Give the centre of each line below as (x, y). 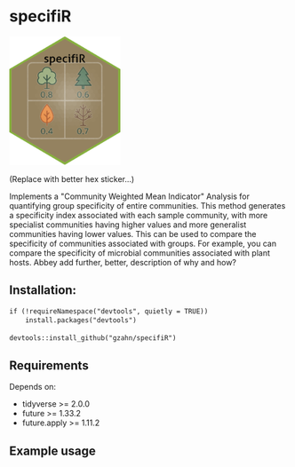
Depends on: (32, 387)
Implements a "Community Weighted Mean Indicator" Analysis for (130, 196)
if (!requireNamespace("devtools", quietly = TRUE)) (109, 312)
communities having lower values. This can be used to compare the (133, 233)
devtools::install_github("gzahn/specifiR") (93, 338)
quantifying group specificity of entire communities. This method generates (147, 205)
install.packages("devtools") (81, 321)
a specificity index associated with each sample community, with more (139, 215)
